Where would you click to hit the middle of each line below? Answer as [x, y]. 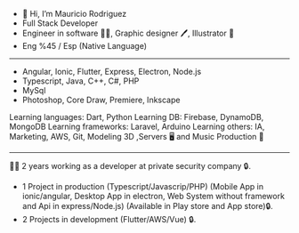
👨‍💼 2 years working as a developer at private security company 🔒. [130, 166]
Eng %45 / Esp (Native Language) [84, 46]
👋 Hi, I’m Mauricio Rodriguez [74, 14]
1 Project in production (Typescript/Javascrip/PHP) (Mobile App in [143, 186]
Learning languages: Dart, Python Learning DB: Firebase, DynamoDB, [137, 117]
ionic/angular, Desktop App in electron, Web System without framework [153, 196]
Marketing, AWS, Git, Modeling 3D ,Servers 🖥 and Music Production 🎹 [137, 137]
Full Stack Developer [60, 23]
